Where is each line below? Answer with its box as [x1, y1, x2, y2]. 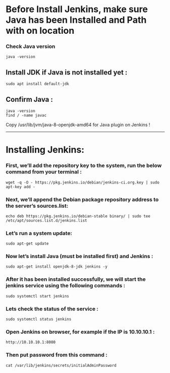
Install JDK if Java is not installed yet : [6, 68, 128, 77]
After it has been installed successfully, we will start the [6, 276, 146, 283]
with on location [6, 25, 75, 36]
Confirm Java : [6, 95, 53, 104]
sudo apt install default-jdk [6, 82, 70, 87]
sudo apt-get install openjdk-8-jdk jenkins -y [6, 264, 108, 269]
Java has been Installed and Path [6, 14, 147, 26]
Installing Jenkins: [6, 144, 85, 156]
